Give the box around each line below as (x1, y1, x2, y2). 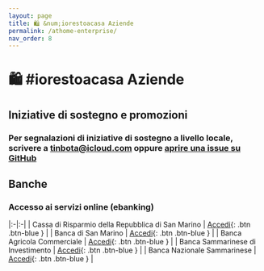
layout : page (8, 11, 52, 20)
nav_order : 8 (8, 34, 52, 43)
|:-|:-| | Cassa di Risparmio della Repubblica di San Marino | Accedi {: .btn (8, 219, 251, 230)
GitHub (8, 152, 37, 164)
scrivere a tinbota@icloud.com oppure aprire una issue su (8, 142, 241, 153)
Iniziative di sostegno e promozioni (8, 108, 188, 122)
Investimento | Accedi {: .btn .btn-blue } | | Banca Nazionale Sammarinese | (8, 245, 257, 255)
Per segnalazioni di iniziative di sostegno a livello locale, (8, 132, 233, 144)
